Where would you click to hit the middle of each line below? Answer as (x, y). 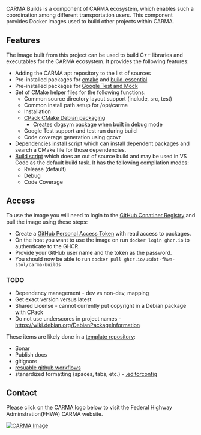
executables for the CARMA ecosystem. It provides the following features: (97, 61)
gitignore (26, 361)
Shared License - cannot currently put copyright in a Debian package (100, 305)
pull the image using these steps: (47, 222)
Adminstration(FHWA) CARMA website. (55, 414)
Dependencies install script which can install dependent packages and (102, 143)
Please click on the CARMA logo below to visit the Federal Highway (89, 407)
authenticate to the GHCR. (47, 246)
